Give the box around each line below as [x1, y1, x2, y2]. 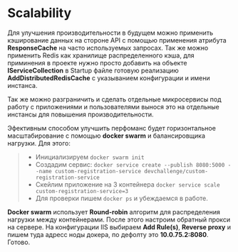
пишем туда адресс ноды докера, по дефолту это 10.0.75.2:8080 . [7, 230, 209, 239]
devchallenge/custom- [143, 168, 209, 175]
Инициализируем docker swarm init [35, 153, 145, 161]
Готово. [7, 238, 31, 246]
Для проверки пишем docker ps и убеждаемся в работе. [35, 194, 209, 202]
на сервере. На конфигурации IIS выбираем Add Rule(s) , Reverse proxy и [7, 222, 232, 231]
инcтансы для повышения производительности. [7, 110, 155, 119]
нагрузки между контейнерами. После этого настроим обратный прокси [7, 215, 230, 224]
